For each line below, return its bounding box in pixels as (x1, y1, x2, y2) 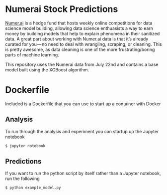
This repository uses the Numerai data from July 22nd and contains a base (5, 61, 159, 67)
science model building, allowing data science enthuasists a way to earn (5, 25, 153, 31)
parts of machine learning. (5, 51, 60, 58)
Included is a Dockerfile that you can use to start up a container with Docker (5, 101, 161, 107)
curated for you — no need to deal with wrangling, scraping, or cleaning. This (5, 41, 162, 47)
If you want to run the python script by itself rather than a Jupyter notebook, (5, 171, 161, 177)
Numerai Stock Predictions (5, 3, 118, 15)
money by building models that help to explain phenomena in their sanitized (5, 30, 160, 36)
